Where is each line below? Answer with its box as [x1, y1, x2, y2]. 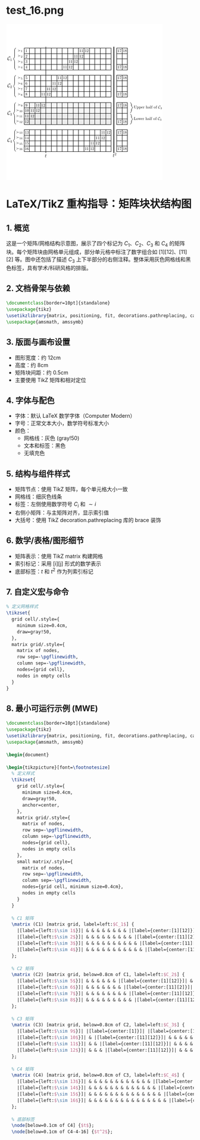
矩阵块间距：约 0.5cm [14, 369, 68, 376]
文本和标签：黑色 [23, 442, 66, 449]
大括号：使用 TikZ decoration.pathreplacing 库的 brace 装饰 [14, 517, 161, 524]
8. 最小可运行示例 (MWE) [6, 704, 98, 713]
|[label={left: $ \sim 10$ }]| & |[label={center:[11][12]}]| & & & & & [17, 1035, 193, 1040]
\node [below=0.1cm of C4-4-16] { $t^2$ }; [11, 1129, 113, 1135]
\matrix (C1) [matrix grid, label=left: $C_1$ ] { [11, 921, 135, 927]
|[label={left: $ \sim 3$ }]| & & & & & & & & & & [17, 940, 137, 946]
